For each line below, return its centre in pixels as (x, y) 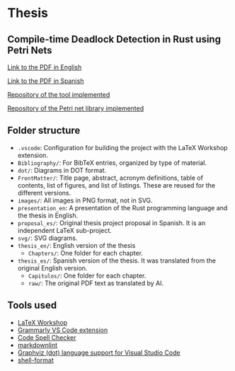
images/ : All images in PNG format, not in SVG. (85, 200)
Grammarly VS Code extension (63, 330)
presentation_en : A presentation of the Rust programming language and (122, 207)
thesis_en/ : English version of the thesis (76, 245)
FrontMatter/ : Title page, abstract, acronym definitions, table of (110, 178)
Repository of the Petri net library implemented (76, 108)
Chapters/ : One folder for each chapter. (86, 253)
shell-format (36, 360)
